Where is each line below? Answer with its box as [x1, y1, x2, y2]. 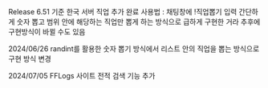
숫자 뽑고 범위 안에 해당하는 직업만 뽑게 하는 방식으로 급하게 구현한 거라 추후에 [16, 17, 261, 26]
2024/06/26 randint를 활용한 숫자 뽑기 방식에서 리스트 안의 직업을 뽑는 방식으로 [8, 44, 260, 54]
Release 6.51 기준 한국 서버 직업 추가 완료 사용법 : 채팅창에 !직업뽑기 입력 [8, 7, 238, 16]
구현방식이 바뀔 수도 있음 [8, 27, 86, 36]
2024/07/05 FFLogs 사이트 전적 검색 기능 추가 [8, 71, 156, 80]
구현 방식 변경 [8, 54, 52, 63]
